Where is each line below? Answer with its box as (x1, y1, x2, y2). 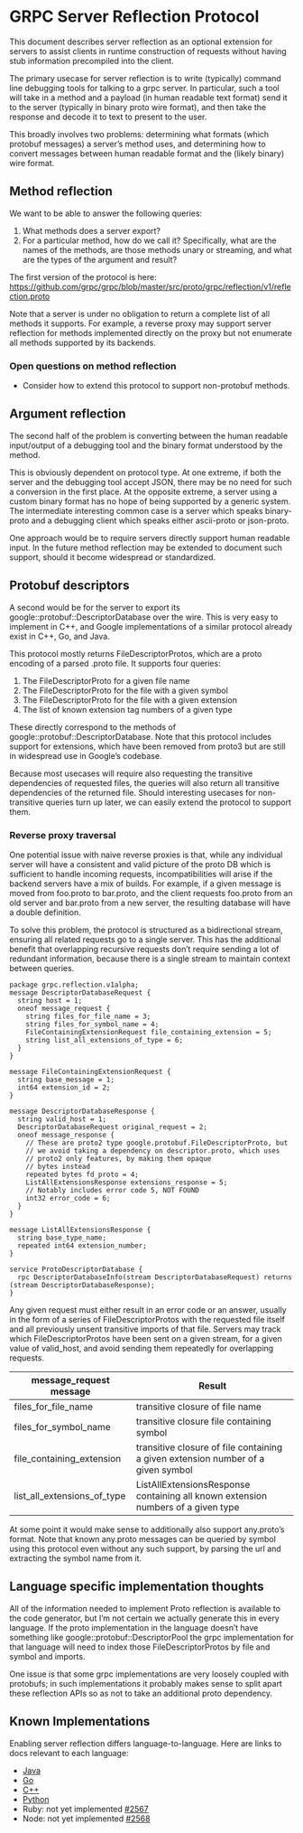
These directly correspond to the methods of (9, 721, 177, 733)
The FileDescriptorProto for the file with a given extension (22, 694, 237, 706)
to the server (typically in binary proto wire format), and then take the (9, 101, 267, 112)
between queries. (9, 962, 75, 973)
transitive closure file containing (135, 1415, 272, 1427)
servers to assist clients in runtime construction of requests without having (9, 45, 287, 56)
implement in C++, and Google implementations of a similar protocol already (9, 621, 293, 631)
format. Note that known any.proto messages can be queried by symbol (9, 1533, 277, 1544)
